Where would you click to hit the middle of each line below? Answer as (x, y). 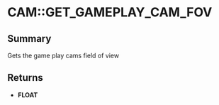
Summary (29, 39)
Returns (26, 78)
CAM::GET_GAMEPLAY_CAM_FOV (110, 12)
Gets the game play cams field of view (63, 55)
